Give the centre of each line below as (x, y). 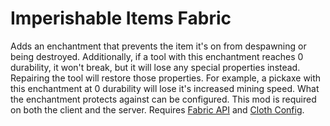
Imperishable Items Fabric (121, 18)
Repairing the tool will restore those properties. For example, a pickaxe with (166, 78)
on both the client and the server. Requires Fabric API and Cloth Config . (157, 109)
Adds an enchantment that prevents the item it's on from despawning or (158, 46)
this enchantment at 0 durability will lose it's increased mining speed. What (165, 88)
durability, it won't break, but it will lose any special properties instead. (155, 67)
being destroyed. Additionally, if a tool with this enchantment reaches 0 (157, 56)
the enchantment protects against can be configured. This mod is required (163, 99)
